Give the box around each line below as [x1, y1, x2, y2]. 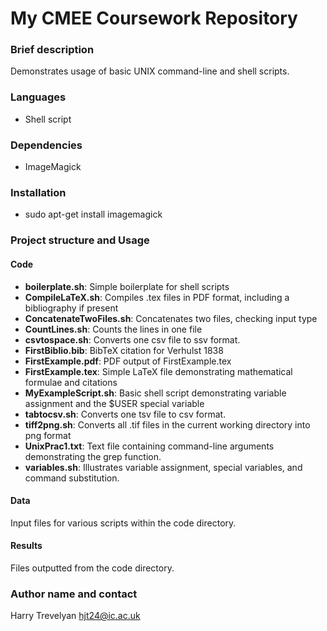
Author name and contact [10, 587, 138, 601]
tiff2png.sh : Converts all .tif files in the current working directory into [24, 418, 311, 431]
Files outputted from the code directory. [10, 562, 175, 574]
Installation [10, 186, 67, 199]
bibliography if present [24, 302, 119, 314]
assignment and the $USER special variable [24, 397, 205, 409]
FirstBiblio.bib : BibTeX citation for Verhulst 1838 [24, 344, 224, 356]
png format [24, 429, 72, 441]
